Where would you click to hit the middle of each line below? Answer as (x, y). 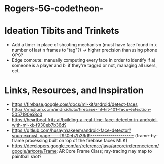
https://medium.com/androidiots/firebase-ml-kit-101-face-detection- (81, 109)
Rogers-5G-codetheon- (54, 9)
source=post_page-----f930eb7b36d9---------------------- (73, 136)
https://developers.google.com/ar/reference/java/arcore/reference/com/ (85, 146)
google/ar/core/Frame (34, 151)
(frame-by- (147, 136)
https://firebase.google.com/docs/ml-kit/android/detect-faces (75, 104)
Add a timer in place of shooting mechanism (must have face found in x (84, 45)
